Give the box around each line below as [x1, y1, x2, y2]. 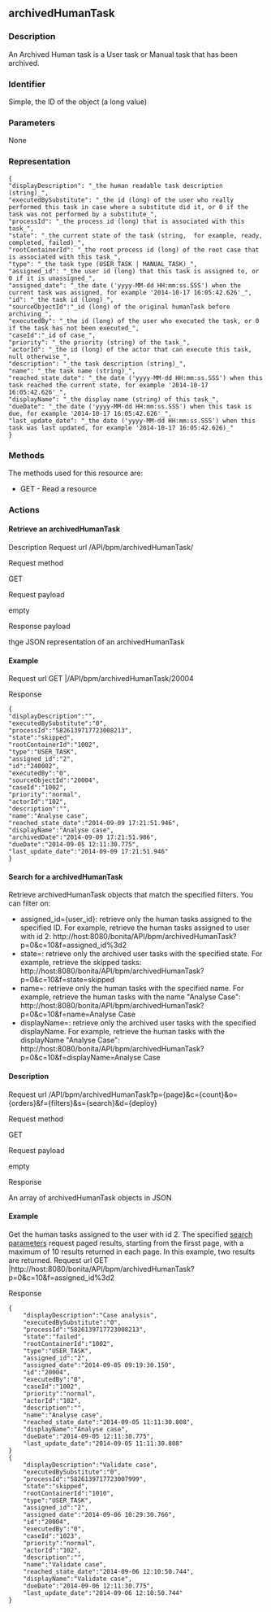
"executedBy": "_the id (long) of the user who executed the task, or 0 [8, 317, 260, 325]
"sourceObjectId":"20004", [8, 776, 100, 784]
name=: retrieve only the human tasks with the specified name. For [19, 984, 244, 994]
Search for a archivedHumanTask [8, 872, 123, 881]
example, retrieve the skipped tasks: [19, 958, 142, 968]
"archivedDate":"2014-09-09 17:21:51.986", [8, 833, 158, 841]
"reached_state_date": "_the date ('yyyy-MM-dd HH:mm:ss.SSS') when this [8, 374, 264, 382]
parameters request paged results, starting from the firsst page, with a [8, 1238, 244, 1247]
